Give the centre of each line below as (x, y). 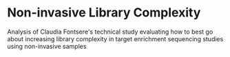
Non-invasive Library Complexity (104, 13)
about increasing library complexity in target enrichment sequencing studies (115, 38)
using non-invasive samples (47, 46)
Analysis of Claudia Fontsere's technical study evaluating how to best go (110, 32)
